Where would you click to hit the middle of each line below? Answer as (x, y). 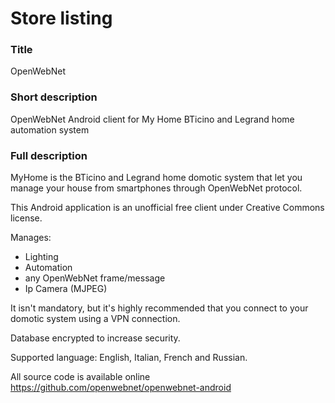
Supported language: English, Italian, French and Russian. (129, 358)
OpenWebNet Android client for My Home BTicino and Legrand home (152, 119)
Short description (54, 97)
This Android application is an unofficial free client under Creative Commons (167, 208)
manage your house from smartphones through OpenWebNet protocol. (156, 188)
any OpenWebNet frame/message (95, 278)
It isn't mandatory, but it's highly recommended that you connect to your (159, 308)
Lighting (41, 257)
